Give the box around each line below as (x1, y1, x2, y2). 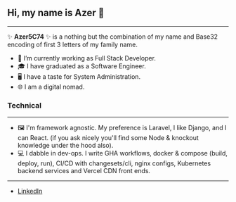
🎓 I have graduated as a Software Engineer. (17, 61, 146, 70)
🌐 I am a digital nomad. (17, 82, 85, 91)
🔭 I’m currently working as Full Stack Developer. (17, 53, 157, 62)
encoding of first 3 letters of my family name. (7, 40, 138, 49)
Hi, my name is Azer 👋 (7, 7, 105, 19)
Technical (7, 100, 42, 110)
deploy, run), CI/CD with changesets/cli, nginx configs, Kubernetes (17, 159, 211, 168)
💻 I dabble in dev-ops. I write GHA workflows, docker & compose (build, (17, 149, 228, 158)
